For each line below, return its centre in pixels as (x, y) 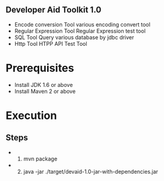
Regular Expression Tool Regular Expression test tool (80, 31)
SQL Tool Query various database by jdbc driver (74, 37)
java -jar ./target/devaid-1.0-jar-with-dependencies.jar (91, 171)
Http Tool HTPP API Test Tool (51, 43)
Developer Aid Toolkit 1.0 (54, 10)
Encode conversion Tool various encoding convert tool (82, 24)
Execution (31, 116)
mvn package (40, 159)
